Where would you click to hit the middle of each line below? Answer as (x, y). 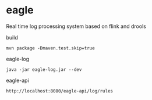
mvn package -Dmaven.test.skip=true (50, 48)
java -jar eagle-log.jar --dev (44, 69)
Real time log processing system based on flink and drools (76, 26)
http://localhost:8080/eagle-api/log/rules (60, 91)
